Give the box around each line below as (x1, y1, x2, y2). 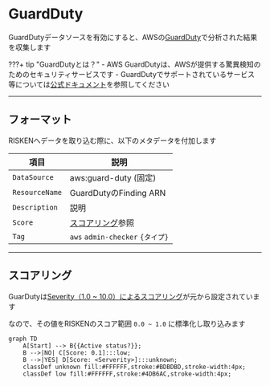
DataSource (12, 173, 54, 181)
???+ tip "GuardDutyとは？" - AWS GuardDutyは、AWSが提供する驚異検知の (8, 59, 261, 69)
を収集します (8, 42, 51, 52)
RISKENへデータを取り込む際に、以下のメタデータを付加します (8, 136, 217, 145)
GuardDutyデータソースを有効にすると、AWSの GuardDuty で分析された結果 (8, 32, 258, 42)
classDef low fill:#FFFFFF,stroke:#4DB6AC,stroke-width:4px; (22, 370, 231, 378)
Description (12, 202, 59, 212)
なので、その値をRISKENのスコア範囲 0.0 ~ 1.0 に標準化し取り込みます (8, 319, 246, 328)
